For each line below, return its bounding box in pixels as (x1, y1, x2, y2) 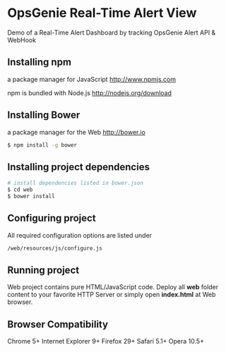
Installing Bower (7, 109, 81, 121)
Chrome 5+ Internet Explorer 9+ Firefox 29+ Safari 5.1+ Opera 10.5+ (7, 337, 205, 346)
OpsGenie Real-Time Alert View (7, 5, 197, 21)
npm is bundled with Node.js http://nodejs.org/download (7, 88, 172, 97)
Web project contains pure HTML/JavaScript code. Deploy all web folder (7, 283, 219, 291)
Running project (7, 264, 80, 276)
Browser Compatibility (7, 318, 108, 330)
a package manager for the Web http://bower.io (7, 128, 146, 136)
